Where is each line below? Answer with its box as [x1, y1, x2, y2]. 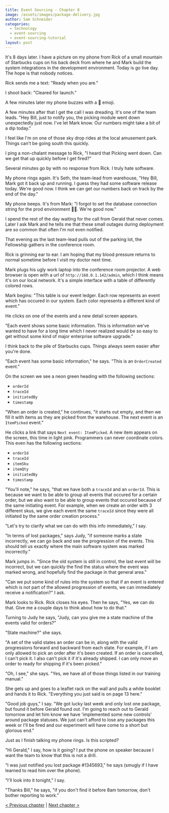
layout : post [5, 40, 33, 45]
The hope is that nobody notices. [5, 70, 74, 76]
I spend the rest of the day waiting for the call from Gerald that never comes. [5, 216, 164, 222]
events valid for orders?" [5, 620, 56, 626]
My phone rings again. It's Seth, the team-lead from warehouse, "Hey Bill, [5, 175, 158, 181]
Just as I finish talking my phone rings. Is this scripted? [5, 737, 119, 743]
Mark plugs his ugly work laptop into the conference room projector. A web [5, 266, 161, 273]
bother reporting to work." [5, 792, 59, 798]
